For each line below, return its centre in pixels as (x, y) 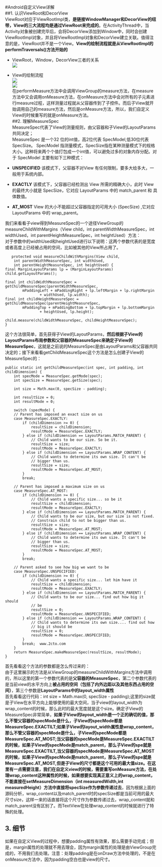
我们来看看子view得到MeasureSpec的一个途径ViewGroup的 (64, 223)
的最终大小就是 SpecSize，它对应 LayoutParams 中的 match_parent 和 (82, 190)
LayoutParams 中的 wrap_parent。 (46, 213)
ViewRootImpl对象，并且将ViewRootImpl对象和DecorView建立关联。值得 (77, 37)
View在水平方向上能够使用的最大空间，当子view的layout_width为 (78, 702)
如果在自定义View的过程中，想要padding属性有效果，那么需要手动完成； (77, 841)
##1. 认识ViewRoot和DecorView (37, 13)
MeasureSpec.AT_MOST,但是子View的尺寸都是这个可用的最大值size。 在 (78, 763)
